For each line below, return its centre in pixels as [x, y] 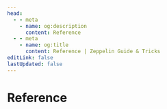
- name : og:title [44, 45]
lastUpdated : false [35, 64]
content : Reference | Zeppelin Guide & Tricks [93, 52]
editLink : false [30, 58]
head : [15, 13]
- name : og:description [53, 26]
